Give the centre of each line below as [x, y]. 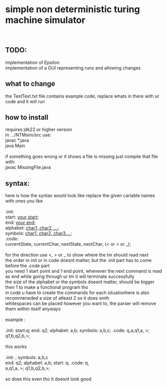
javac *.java [17, 140]
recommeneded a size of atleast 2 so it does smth [57, 298]
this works [16, 347]
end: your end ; [20, 222]
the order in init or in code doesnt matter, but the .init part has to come [78, 261]
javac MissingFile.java [28, 167]
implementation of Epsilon [32, 62]
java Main [15, 146]
